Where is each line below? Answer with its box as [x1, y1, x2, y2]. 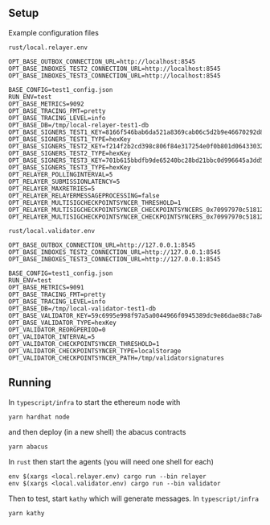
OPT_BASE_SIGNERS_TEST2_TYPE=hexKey [8, 149, 131, 157]
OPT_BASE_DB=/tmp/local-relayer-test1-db [8, 121, 149, 129]
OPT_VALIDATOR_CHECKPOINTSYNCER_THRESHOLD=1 [8, 340, 160, 348]
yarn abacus [8, 443, 48, 451]
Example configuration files [8, 27, 99, 37]
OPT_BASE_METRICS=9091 [8, 283, 84, 291]
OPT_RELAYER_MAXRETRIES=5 [8, 185, 95, 193]
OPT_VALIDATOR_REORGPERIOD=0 [8, 326, 106, 334]
